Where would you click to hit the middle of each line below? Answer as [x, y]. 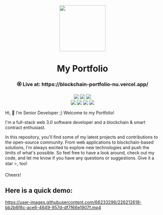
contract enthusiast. [25, 127]
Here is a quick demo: [39, 190]
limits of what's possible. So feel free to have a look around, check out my [80, 153]
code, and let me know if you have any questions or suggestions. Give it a [80, 158]
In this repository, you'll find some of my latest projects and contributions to [81, 137]
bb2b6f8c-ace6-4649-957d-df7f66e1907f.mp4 [53, 208]
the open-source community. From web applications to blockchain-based [79, 142]
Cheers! [13, 175]
